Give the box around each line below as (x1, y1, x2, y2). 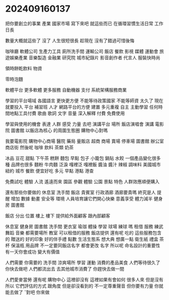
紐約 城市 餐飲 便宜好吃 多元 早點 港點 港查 (5, 167, 94, 174)
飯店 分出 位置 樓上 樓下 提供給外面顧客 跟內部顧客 (5, 212, 110, 219)
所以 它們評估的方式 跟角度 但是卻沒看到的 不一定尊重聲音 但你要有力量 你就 (5, 283, 163, 289)
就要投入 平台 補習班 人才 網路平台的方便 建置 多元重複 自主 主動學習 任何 (5, 104, 158, 110)
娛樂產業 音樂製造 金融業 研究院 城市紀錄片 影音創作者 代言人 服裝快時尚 (9, 54, 160, 61)
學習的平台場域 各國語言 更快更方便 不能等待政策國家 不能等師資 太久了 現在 (5, 97, 163, 104)
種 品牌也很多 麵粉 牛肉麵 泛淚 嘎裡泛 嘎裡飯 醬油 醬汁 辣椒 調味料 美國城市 (5, 161, 161, 167)
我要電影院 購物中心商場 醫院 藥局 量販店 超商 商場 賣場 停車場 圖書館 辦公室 (5, 138, 164, 144)
